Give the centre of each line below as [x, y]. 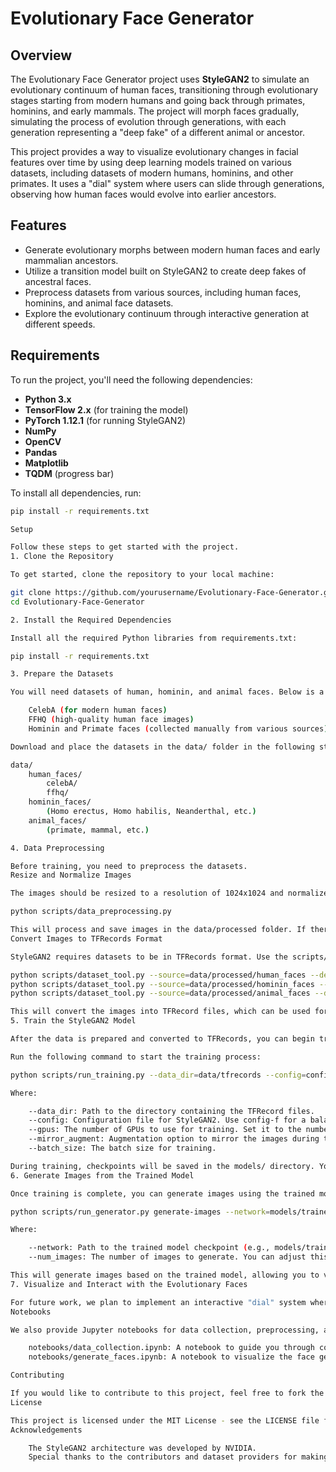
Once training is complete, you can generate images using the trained [162, 1193]
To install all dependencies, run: [76, 493]
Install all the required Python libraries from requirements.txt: [154, 638]
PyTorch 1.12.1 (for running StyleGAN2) [105, 420]
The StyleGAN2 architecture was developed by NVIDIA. [142, 1448]
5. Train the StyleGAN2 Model [73, 1021]
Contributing [37, 1375]
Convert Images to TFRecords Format [86, 938]
